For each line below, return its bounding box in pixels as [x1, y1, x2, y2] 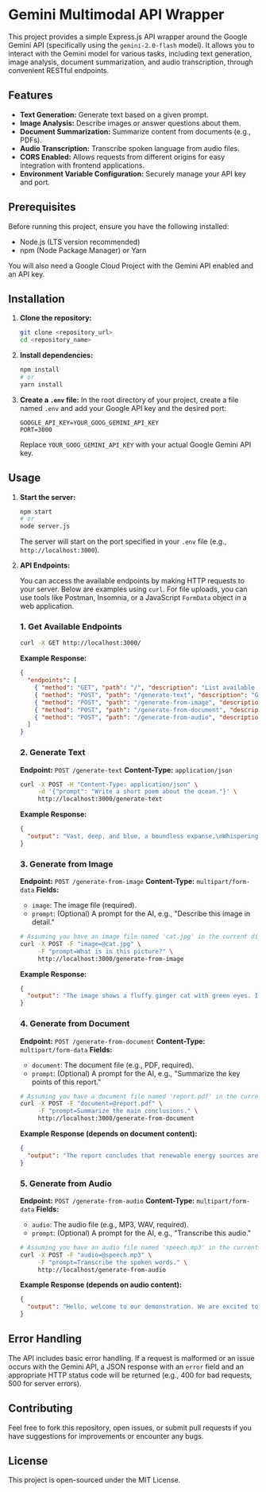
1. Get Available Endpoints [19, 622, 122, 633]
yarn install [19, 380, 64, 389]
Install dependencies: [19, 351, 94, 360]
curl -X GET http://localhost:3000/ [19, 639, 141, 647]
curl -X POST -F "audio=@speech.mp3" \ [19, 1250, 152, 1259]
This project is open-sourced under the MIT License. [8, 1475, 181, 1485]
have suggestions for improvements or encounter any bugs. [8, 1431, 204, 1440]
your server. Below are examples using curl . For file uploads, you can [19, 584, 248, 594]
